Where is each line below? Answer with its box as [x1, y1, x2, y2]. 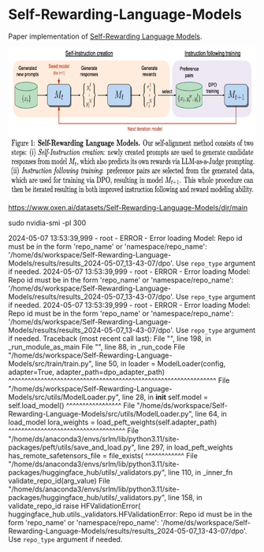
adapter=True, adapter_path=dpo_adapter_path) [8, 367, 165, 376]
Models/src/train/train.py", [8, 358, 94, 368]
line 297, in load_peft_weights [137, 443, 233, 452]
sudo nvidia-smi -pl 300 [8, 218, 87, 228]
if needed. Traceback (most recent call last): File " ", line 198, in [8, 333, 211, 343]
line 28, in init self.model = [121, 392, 209, 402]
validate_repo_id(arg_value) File [8, 476, 110, 485]
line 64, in [195, 409, 227, 418]
